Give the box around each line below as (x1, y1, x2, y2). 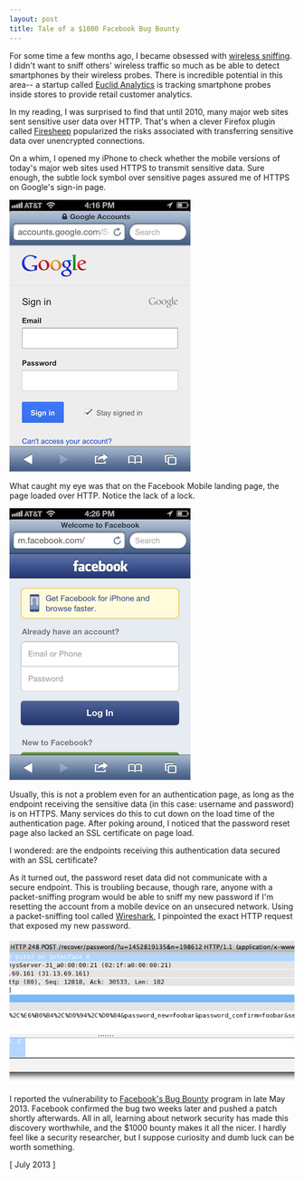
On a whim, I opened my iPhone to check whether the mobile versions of (9, 152, 280, 163)
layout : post (9, 14, 59, 24)
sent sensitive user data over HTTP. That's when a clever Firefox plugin (9, 116, 276, 127)
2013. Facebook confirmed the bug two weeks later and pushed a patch (9, 1103, 278, 1114)
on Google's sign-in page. (9, 181, 107, 192)
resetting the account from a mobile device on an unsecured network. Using (9, 901, 294, 912)
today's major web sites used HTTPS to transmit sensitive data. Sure (9, 162, 265, 173)
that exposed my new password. (9, 920, 131, 931)
